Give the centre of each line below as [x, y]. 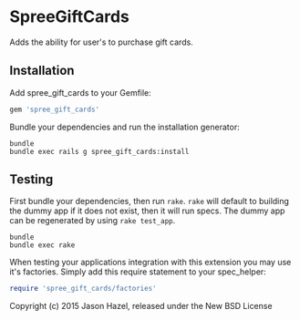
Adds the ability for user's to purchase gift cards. [101, 42]
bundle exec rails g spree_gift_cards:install [99, 151]
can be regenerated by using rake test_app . [93, 221]
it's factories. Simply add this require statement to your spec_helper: [138, 272]
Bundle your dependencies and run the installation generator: [124, 127]
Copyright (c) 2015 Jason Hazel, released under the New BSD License [141, 306]
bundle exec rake [42, 245]
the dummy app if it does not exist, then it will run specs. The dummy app [147, 211]
